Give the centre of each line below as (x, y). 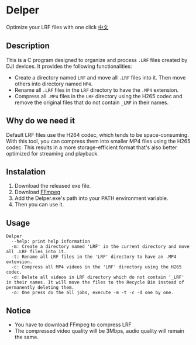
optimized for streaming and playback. (53, 153)
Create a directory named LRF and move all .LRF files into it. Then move (100, 77)
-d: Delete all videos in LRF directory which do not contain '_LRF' (98, 277)
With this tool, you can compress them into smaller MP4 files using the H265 (98, 141)
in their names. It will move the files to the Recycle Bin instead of (95, 282)
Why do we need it (40, 121)
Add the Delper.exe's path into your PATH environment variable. (91, 198)
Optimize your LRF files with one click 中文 (57, 27)
